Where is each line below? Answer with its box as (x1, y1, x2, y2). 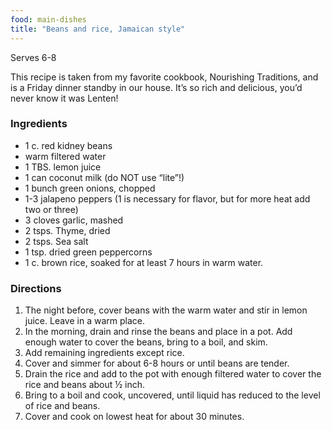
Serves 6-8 (10, 51, 57, 63)
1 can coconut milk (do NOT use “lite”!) (24, 171, 185, 183)
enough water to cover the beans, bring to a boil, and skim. (24, 336, 268, 348)
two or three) (24, 203, 79, 215)
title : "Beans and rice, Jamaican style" (10, 24, 186, 34)
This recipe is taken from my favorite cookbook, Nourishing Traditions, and (10, 71, 319, 83)
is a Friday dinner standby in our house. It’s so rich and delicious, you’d (10, 81, 303, 93)
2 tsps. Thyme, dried (24, 224, 111, 236)
